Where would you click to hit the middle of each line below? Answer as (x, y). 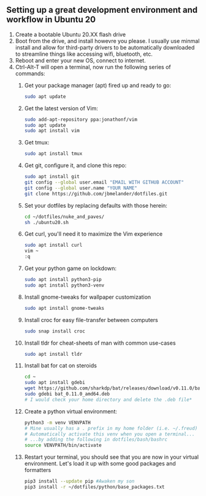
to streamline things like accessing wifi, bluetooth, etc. (84, 54)
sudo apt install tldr (53, 354)
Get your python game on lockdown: (71, 268)
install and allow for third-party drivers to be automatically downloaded (105, 47)
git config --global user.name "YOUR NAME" (81, 188)
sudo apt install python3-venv (64, 285)
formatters (38, 470)
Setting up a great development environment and (102, 10)
